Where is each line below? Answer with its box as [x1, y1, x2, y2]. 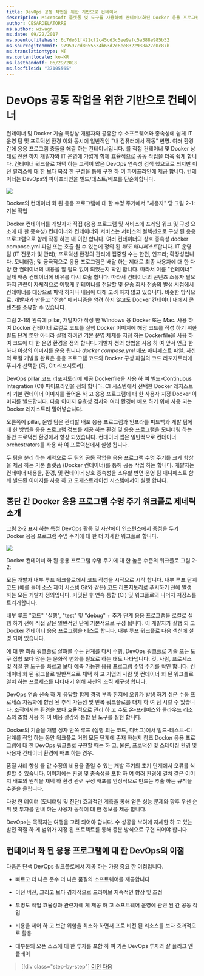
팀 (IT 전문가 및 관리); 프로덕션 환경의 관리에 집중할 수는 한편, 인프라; [6, 250, 169, 258]
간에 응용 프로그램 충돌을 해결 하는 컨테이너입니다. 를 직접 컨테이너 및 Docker [6, 145, 189, 152]
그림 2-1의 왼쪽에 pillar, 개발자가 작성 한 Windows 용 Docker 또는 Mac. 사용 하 [6, 316, 194, 324]
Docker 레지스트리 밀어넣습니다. [6, 405, 83, 413]
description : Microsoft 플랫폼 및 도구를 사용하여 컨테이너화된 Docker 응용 [6, 15, 181, 21]
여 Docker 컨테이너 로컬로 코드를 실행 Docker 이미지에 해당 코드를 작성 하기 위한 [6, 324, 197, 332]
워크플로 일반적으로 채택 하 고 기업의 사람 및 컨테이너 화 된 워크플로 [35, 671, 194, 678]
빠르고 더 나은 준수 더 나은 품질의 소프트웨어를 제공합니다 [15, 875, 150, 882]
